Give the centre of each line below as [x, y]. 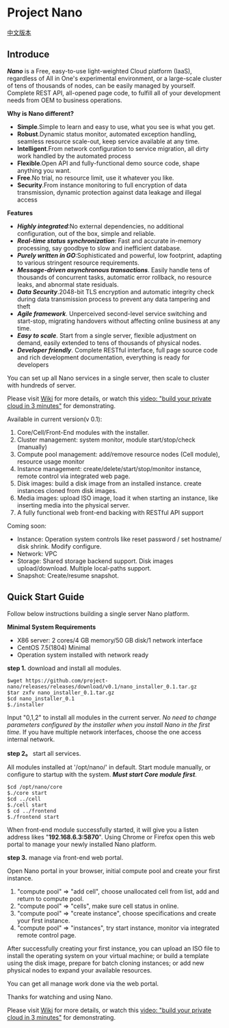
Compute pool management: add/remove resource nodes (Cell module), [118, 454]
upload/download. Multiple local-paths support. [84, 568]
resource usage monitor [51, 462]
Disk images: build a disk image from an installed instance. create [109, 483]
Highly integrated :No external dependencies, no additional [100, 226]
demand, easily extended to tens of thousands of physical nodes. [109, 343]
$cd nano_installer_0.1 [41, 698]
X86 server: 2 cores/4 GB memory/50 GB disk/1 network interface [110, 640]
